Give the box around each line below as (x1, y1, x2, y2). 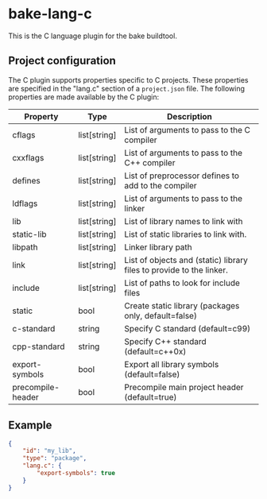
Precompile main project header (124, 381, 244, 393)
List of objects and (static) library (124, 254, 248, 265)
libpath (12, 242, 38, 253)
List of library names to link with (124, 215, 243, 226)
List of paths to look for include (124, 277, 241, 288)
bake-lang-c (8, 5, 93, 23)
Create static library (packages (124, 300, 240, 311)
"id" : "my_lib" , (22, 447, 77, 455)
